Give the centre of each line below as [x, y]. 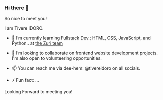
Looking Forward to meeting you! [39, 92]
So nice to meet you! [26, 19]
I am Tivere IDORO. [24, 28]
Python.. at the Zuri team [37, 43]
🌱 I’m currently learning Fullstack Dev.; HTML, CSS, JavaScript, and [81, 38]
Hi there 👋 [17, 8]
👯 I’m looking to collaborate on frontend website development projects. [85, 53]
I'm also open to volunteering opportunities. [57, 58]
